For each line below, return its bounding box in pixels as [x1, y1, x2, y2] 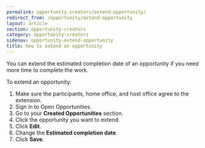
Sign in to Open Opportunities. [15, 103, 92, 110]
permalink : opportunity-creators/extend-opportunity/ [6, 9, 147, 15]
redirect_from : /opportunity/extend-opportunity [6, 15, 133, 21]
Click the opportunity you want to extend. [15, 116, 121, 123]
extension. [15, 96, 42, 104]
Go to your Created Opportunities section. [15, 109, 124, 117]
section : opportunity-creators [6, 26, 86, 32]
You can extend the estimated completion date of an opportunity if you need [6, 59, 199, 67]
